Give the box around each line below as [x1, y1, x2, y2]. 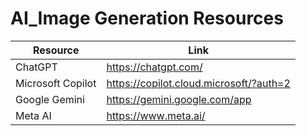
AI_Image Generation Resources [10, 7, 284, 30]
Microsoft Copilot [15, 76, 97, 90]
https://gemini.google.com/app [106, 92, 252, 106]
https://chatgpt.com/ [106, 60, 203, 74]
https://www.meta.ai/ [106, 108, 206, 122]
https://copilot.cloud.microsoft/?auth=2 [106, 76, 291, 90]
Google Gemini [15, 92, 85, 106]
